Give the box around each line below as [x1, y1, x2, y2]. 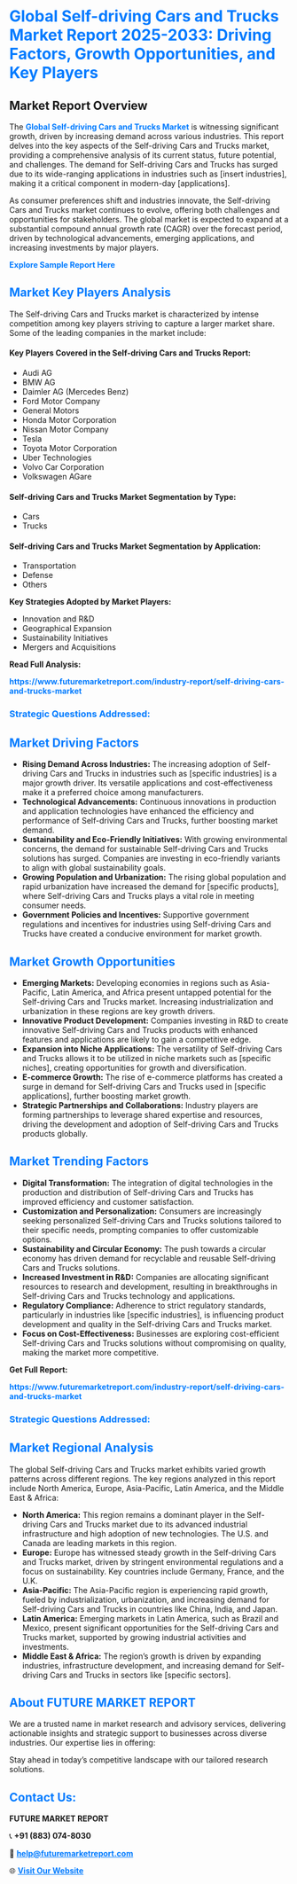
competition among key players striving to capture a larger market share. [9, 317, 275, 329]
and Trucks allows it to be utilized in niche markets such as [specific [21, 1052, 272, 1063]
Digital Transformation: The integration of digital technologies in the [21, 1177, 273, 1188]
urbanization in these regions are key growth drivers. [21, 1005, 215, 1016]
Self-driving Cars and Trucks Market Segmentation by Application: [9, 541, 262, 551]
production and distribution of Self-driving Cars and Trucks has [21, 1186, 254, 1198]
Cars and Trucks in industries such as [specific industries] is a [50, 769, 277, 779]
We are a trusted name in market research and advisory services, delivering [9, 1718, 286, 1730]
